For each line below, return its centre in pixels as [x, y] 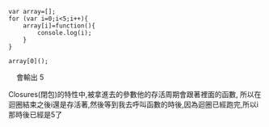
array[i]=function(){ [59, 26]
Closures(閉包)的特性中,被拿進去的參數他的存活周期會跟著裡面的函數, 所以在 [135, 94]
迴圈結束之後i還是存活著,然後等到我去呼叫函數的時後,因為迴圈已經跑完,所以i [133, 104]
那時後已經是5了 [36, 114]
